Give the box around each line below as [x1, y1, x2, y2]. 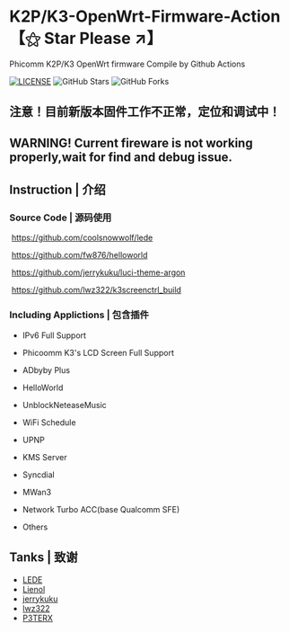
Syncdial [22, 469, 56, 480]
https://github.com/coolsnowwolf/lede [11, 232, 153, 244]
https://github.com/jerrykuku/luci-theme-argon [11, 267, 186, 278]
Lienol [22, 583, 46, 594]
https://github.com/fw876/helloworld [11, 250, 148, 261]
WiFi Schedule [22, 416, 76, 428]
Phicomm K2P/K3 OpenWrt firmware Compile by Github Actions [9, 58, 246, 69]
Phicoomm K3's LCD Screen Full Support [22, 347, 175, 358]
